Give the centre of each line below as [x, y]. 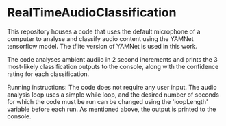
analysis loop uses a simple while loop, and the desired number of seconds [113, 94]
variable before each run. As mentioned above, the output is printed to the [112, 109]
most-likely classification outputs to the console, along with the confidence [113, 66]
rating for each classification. [48, 74]
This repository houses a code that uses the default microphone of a [104, 32]
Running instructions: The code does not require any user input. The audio [112, 87]
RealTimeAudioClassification [92, 13]
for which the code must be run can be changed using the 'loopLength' [108, 101]
